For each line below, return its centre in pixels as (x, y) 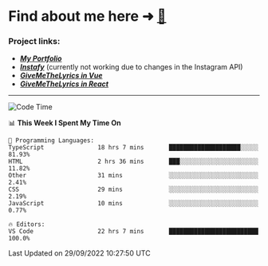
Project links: (34, 42)
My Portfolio (41, 58)
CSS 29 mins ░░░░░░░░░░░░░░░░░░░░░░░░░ (134, 190)
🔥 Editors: (27, 224)
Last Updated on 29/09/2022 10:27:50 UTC (79, 253)
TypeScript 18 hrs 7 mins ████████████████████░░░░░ (134, 148)
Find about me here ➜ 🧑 (87, 16)
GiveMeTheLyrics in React (64, 84)
